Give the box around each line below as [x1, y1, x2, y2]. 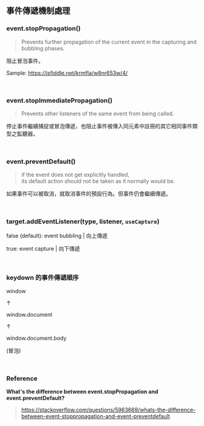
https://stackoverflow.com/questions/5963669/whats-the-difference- [21, 406, 196, 414]
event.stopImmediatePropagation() [6, 96, 113, 104]
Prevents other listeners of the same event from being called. [21, 110, 174, 117]
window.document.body [6, 334, 67, 342]
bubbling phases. [21, 44, 65, 52]
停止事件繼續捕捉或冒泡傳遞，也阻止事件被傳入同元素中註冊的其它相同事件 [6, 122, 192, 129]
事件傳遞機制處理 [6, 5, 70, 16]
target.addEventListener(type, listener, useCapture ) [6, 217, 160, 226]
